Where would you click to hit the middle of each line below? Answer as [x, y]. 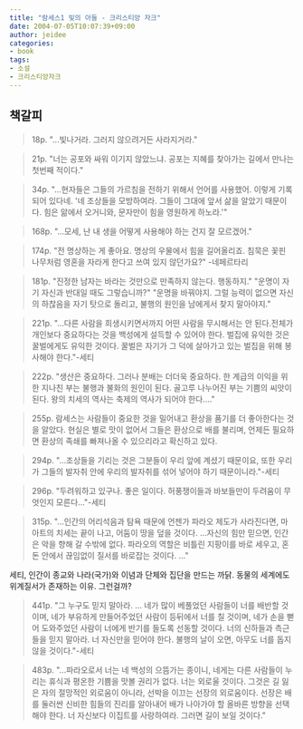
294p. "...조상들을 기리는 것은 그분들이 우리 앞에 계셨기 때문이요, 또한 [153, 460]
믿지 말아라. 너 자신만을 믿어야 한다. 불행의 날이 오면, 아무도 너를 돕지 [170, 639]
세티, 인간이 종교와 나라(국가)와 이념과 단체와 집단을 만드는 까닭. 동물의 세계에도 [150, 574]
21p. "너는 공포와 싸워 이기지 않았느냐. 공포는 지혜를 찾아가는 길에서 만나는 [162, 159]
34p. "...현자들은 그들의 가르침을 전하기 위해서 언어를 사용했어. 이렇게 [153, 189]
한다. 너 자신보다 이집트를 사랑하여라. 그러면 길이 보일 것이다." [157, 715]
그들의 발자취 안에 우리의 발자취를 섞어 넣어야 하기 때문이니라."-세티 [161, 471]
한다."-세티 [75, 357]
